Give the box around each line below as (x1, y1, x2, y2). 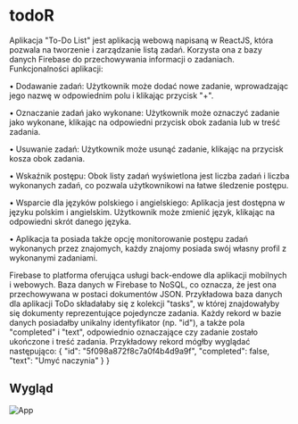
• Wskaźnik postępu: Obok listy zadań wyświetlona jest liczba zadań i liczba (9, 170, 290, 181)
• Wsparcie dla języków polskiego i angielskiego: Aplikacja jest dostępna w (9, 197, 286, 208)
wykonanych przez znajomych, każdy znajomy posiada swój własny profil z (9, 243, 287, 254)
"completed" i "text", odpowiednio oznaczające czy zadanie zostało (9, 327, 259, 337)
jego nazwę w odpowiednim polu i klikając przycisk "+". (9, 90, 214, 101)
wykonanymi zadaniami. (9, 252, 98, 263)
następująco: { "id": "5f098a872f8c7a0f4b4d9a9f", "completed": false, (9, 345, 270, 356)
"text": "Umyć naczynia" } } (9, 354, 110, 366)
